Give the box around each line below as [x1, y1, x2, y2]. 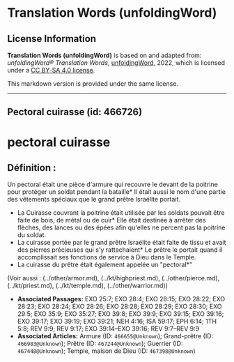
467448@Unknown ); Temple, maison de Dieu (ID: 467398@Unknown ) [17, 347, 196, 355]
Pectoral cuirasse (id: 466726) [7, 106, 143, 118]
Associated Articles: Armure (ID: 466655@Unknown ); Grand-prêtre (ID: [17, 332, 214, 340]
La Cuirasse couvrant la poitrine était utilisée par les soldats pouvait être [17, 209, 225, 217]
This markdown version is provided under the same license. [7, 80, 179, 88]
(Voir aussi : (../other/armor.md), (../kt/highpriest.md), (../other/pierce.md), [7, 274, 220, 282]
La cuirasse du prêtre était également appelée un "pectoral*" [17, 260, 193, 269]
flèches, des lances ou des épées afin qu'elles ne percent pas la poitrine [17, 223, 226, 232]
